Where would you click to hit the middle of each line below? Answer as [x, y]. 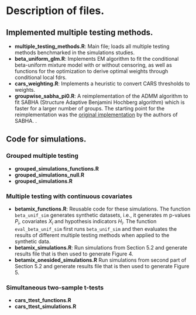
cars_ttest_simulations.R [45, 307]
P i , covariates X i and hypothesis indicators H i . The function [85, 222]
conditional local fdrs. [41, 77]
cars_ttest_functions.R [43, 300]
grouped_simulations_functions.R [57, 168]
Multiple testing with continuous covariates [69, 196]
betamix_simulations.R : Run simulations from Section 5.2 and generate [101, 247]
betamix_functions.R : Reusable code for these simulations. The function [102, 209]
